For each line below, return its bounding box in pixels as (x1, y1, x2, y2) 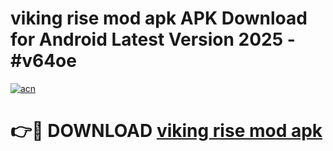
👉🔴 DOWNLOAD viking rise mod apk (10, 120, 323, 142)
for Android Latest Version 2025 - (10, 28, 296, 51)
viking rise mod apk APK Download (10, 7, 308, 30)
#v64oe (10, 50, 77, 72)
